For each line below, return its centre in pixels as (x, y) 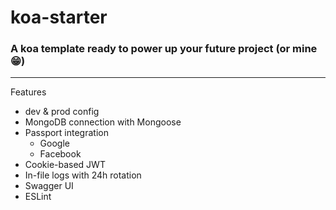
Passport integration (66, 133)
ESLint (38, 197)
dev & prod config (62, 112)
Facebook (60, 154)
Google (54, 143)
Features (28, 92)
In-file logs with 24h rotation (83, 175)
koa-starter (59, 17)
